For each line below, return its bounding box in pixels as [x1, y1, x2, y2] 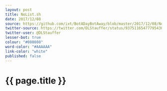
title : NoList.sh [5, 12, 41, 17]
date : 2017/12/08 [5, 16, 41, 21]
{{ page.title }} [5, 75, 67, 86]
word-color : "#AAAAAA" [5, 44, 52, 49]
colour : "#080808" [5, 40, 43, 45]
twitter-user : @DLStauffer [5, 30, 61, 35]
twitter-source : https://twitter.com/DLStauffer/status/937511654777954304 [5, 26, 166, 31]
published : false [5, 53, 41, 59]
